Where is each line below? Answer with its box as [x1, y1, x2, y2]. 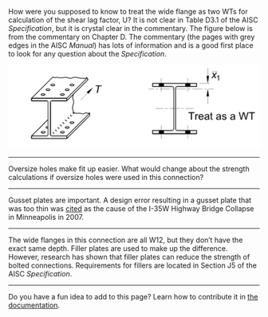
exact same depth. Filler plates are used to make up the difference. [8, 244, 228, 253]
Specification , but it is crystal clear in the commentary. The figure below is [8, 24, 253, 33]
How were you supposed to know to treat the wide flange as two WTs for [8, 7, 249, 16]
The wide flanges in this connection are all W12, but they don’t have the [8, 235, 243, 245]
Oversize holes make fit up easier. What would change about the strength [8, 164, 250, 174]
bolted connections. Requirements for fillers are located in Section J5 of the [8, 260, 258, 270]
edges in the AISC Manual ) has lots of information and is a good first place [8, 41, 254, 50]
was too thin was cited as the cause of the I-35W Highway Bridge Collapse [8, 204, 254, 213]
